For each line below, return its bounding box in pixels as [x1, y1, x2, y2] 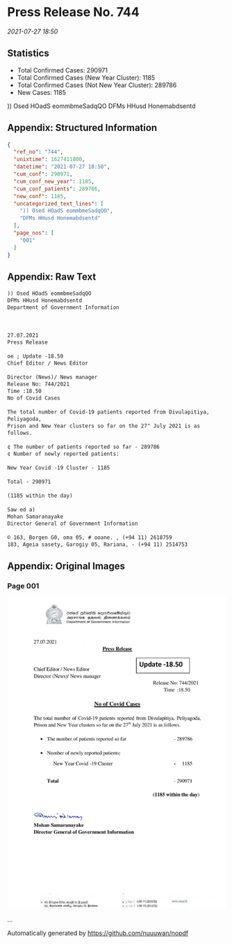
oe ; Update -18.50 [7, 353, 64, 360]
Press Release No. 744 [7, 4, 140, 20]
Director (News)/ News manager [7, 374, 98, 381]
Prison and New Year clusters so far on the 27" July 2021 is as [7, 422, 200, 429]
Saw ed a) [7, 506, 36, 513]
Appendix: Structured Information [7, 122, 158, 134]
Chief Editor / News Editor [7, 360, 89, 367]
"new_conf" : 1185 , [13, 192, 67, 199]
